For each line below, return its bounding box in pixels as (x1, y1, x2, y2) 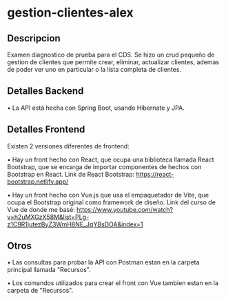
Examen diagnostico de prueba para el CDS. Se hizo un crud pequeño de (7, 50, 215, 59)
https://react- (136, 170, 174, 178)
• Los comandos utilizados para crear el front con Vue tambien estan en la (7, 279, 219, 287)
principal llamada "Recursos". (7, 266, 91, 274)
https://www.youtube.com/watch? (76, 205, 174, 213)
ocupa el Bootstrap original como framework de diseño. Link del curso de (7, 198, 216, 206)
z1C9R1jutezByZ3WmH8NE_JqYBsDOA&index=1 (7, 220, 143, 229)
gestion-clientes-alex (7, 5, 134, 21)
